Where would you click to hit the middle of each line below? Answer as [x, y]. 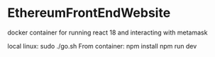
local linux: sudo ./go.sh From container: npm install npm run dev [102, 46]
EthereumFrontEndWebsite [89, 13]
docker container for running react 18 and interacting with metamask [107, 32]
